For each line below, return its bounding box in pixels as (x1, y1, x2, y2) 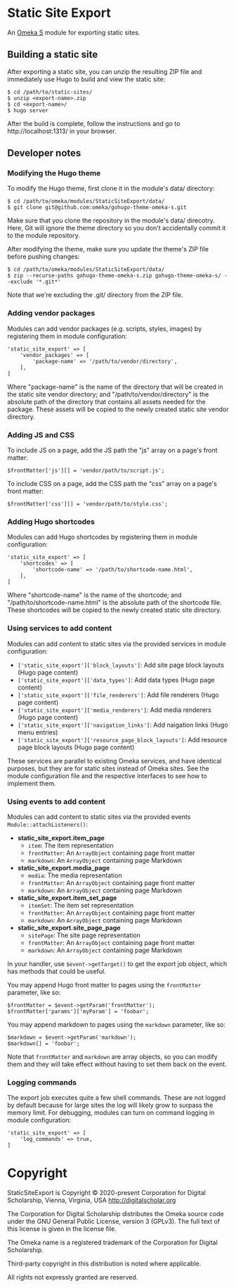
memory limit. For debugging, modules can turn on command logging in (7, 1108, 215, 1117)
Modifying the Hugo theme (7, 168, 101, 178)
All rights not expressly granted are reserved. (7, 1273, 138, 1282)
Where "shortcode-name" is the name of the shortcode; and (7, 591, 182, 599)
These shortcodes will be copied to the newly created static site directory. (7, 606, 222, 614)
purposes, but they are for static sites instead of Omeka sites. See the (7, 764, 209, 773)
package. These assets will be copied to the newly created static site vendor (7, 405, 229, 413)
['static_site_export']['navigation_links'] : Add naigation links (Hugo (17, 720, 228, 729)
